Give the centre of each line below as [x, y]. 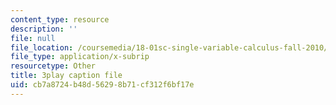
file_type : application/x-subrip [80, 57]
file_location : [42, 47]
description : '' [44, 29]
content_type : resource [60, 19]
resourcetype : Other [53, 66]
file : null [33, 38]
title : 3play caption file [66, 76]
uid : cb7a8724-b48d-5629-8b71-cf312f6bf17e [102, 85]
